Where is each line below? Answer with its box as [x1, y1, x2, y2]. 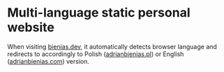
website [7, 19, 54, 35]
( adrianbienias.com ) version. [7, 57, 89, 65]
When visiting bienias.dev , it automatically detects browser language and [7, 42, 218, 51]
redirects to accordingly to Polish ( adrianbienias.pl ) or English [7, 50, 184, 58]
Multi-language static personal [7, 5, 191, 21]
